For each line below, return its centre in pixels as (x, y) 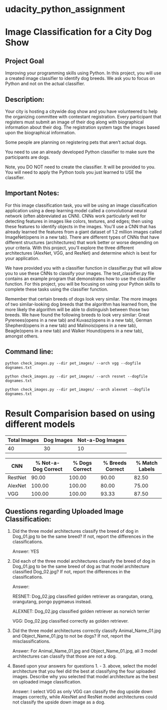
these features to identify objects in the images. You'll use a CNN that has (81, 226)
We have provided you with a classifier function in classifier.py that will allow (83, 268)
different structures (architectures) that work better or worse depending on (82, 242)
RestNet (17, 477)
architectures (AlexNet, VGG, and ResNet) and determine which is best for (81, 253)
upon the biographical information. (41, 133)
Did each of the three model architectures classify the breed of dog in (84, 561)
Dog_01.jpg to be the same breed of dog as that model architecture (81, 566)
